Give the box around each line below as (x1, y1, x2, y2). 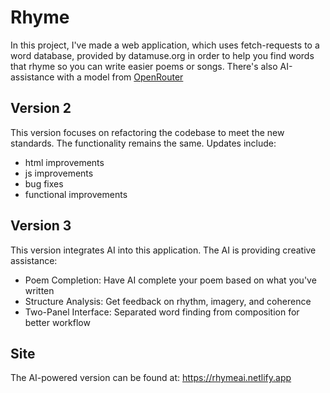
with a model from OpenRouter (56, 71, 184, 83)
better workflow (24, 316, 91, 328)
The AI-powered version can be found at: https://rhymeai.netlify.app (10, 372, 292, 384)
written (24, 284, 55, 296)
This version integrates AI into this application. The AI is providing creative (10, 244, 317, 256)
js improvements (24, 167, 94, 179)
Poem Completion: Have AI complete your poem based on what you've (24, 274, 317, 286)
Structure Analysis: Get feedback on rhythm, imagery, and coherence (24, 295, 312, 307)
